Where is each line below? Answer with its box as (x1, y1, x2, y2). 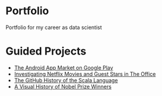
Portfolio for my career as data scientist (5, 24, 102, 31)
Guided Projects (5, 44, 87, 58)
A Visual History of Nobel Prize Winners (14, 83, 112, 90)
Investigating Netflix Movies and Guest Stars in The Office (14, 70, 156, 78)
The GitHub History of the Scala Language (14, 76, 118, 84)
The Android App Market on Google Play (14, 64, 113, 71)
